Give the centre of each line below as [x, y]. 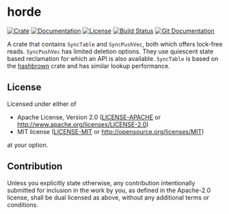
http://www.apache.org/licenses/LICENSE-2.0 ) [83, 124]
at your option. [28, 145]
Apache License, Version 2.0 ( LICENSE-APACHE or [89, 117]
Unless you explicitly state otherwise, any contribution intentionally [101, 183]
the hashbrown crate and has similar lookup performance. [89, 66]
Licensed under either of [42, 104]
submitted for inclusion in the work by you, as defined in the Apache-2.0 [109, 190]
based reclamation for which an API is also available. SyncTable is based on [113, 58]
